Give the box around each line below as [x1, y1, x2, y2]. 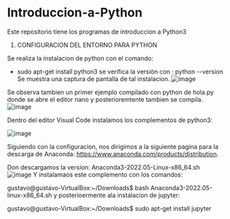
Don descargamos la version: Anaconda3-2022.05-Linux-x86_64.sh [7, 163, 200, 171]
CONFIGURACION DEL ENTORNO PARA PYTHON [17, 41, 157, 49]
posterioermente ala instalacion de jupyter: [58, 191, 180, 199]
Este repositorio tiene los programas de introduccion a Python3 [7, 27, 187, 36]
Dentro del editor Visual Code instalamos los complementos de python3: [7, 115, 213, 124]
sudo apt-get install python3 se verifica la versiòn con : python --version [17, 67, 224, 76]
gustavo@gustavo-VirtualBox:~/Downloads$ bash [7, 183, 149, 192]
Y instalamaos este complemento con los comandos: [33, 170, 183, 178]
